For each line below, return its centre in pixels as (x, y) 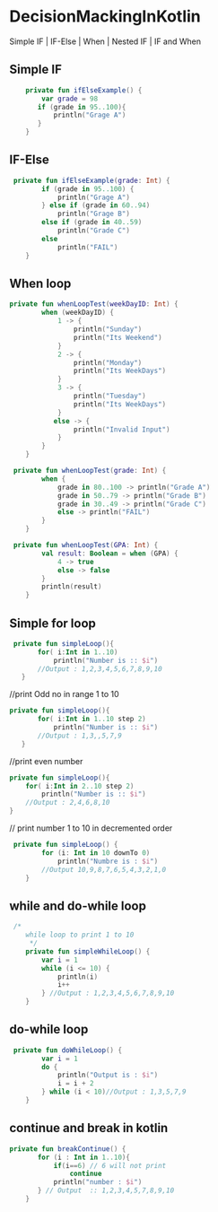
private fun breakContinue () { (68, 1149)
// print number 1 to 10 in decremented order (91, 828)
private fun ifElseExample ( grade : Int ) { (92, 180)
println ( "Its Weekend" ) (118, 337)
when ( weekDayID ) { (78, 313)
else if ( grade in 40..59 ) (92, 222)
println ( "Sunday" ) (108, 329)
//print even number (46, 761)
